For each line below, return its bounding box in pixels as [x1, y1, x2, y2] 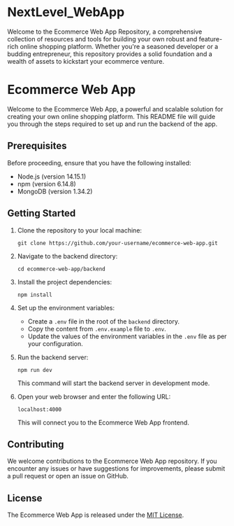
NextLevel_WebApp [7, 4, 125, 20]
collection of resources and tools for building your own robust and [7, 34, 198, 43]
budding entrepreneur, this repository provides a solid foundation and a [7, 50, 213, 58]
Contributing [7, 438, 64, 450]
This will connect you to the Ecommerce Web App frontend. [17, 418, 190, 427]
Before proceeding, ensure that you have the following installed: [7, 158, 191, 167]
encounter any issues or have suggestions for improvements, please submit [7, 464, 226, 473]
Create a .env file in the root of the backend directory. [27, 317, 180, 326]
